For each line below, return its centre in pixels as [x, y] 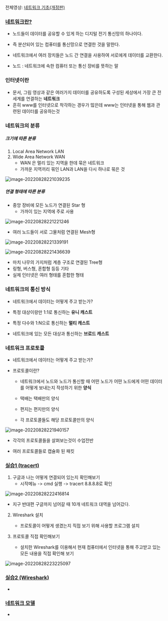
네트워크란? [19, 22]
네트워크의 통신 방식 [28, 290]
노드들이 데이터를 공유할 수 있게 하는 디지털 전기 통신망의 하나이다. [77, 34]
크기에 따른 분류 [21, 138]
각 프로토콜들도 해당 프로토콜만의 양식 [57, 420]
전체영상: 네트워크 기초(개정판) [35, 7]
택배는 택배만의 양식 [39, 399]
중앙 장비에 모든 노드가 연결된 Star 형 [49, 205]
